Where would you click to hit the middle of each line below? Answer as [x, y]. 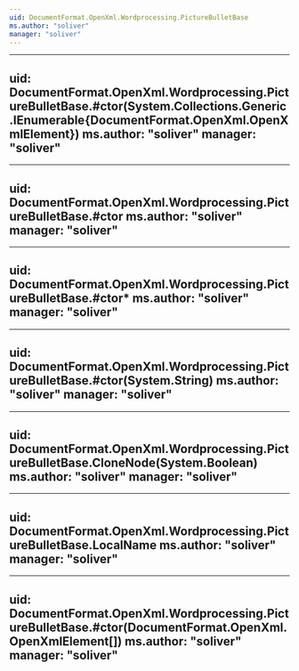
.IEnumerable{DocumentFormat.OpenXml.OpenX [149, 120]
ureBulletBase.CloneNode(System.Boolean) [133, 463]
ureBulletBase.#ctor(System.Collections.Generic [148, 106]
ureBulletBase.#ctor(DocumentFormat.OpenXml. [148, 627]
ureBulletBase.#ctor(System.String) [111, 380]
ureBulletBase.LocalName [83, 545]
